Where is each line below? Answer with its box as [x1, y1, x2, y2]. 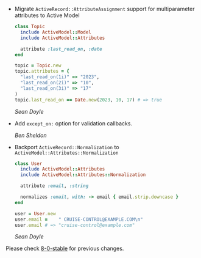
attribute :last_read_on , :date [20, 46, 102, 52]
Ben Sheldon [14, 131, 47, 139]
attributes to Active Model [14, 12, 80, 19]
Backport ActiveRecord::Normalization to [14, 143, 119, 150]
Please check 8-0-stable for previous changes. [5, 245, 124, 252]
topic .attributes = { [14, 68, 70, 75]
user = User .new [14, 210, 56, 216]
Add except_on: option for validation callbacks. [14, 119, 132, 127]
